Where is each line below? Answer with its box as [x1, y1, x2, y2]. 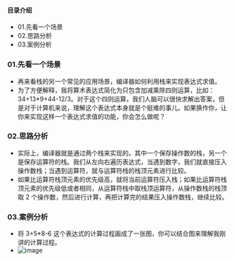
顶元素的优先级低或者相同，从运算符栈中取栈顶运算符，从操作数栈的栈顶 [17, 184, 227, 192]
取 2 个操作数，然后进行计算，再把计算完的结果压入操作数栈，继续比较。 [17, 193, 228, 201]
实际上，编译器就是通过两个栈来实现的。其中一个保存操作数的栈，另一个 [17, 148, 227, 157]
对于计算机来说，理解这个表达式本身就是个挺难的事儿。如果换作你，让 [23, 103, 227, 112]
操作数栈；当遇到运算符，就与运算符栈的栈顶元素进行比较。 [17, 166, 190, 174]
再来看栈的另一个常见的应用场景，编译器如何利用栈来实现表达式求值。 [17, 77, 221, 85]
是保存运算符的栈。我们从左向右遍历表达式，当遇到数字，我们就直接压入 [17, 158, 227, 166]
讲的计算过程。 [17, 238, 61, 247]
